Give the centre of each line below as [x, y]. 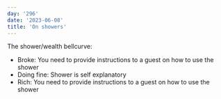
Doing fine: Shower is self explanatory [72, 75]
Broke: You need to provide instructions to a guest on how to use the [115, 60]
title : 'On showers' [37, 26]
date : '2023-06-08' [35, 20]
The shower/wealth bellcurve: [50, 47]
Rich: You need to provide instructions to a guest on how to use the [113, 82]
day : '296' [23, 14]
